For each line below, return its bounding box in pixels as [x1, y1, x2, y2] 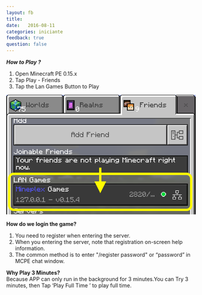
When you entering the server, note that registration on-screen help [14, 238, 183, 245]
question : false [6, 41, 47, 47]
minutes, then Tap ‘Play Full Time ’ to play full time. [6, 282, 132, 289]
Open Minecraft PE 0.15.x [14, 70, 78, 77]
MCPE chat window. [14, 257, 65, 264]
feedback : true [6, 35, 44, 41]
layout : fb [6, 10, 34, 16]
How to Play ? [6, 59, 41, 65]
